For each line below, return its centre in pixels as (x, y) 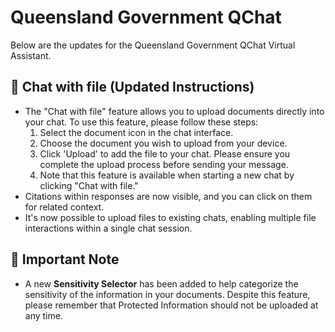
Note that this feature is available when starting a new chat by (167, 175)
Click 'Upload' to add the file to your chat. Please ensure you (165, 153)
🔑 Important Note (65, 259)
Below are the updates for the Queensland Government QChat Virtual (153, 45)
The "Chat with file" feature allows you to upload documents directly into (174, 111)
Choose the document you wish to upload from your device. (163, 143)
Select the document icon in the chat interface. (136, 132)
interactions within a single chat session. (108, 228)
